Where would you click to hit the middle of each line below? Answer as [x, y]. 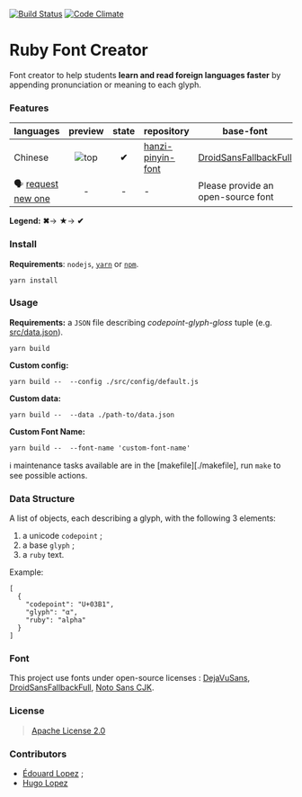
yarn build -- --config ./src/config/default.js [104, 381]
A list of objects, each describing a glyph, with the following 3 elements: [142, 518]
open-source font [236, 196]
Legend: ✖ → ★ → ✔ [47, 221]
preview [86, 131]
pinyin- [159, 157]
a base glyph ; [48, 545]
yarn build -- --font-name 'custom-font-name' [100, 448]
